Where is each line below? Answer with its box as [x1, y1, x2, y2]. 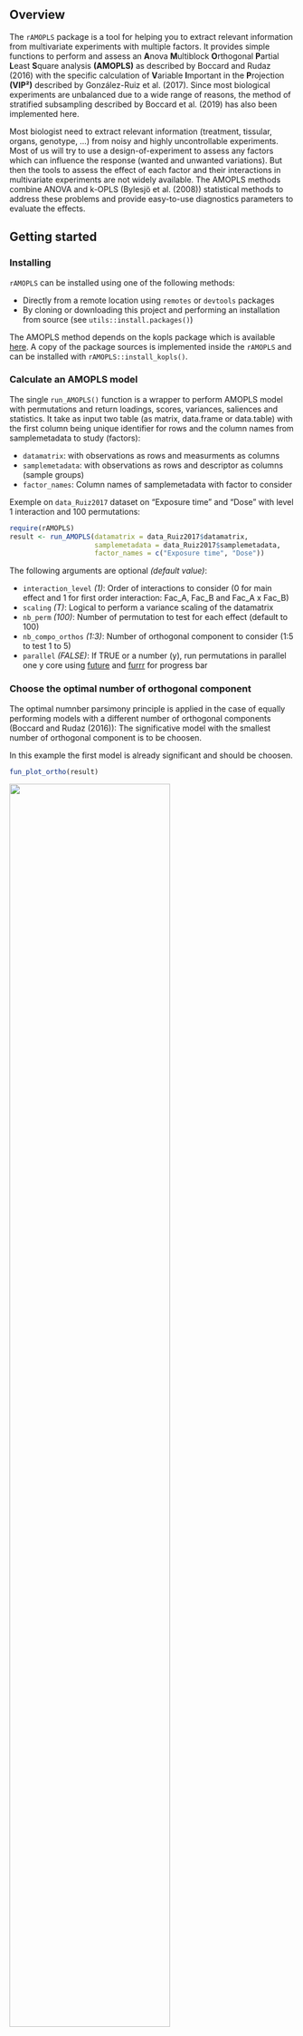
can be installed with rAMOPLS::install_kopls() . [9, 351, 188, 362]
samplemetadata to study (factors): [9, 432, 141, 443]
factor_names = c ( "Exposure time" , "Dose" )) [94, 548, 265, 558]
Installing [9, 257, 52, 269]
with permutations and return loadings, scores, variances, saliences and [9, 403, 279, 414]
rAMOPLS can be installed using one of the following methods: [9, 276, 235, 288]
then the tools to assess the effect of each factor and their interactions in [9, 164, 281, 175]
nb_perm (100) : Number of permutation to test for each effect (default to [22, 612, 288, 623]
